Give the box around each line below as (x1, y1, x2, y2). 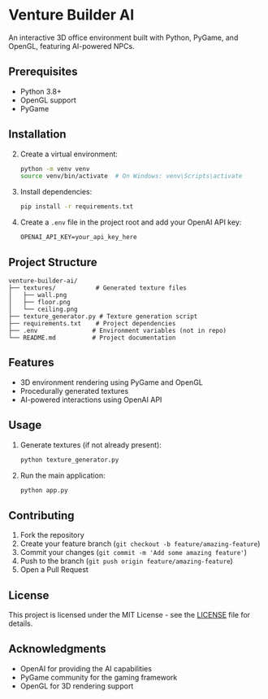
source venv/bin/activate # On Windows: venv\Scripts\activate (19, 173, 243, 181)
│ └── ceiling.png (8, 305, 79, 313)
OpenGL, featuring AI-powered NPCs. (8, 41, 136, 50)
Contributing (8, 509, 75, 522)
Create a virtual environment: (19, 149, 118, 159)
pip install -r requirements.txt (19, 203, 134, 211)
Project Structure (8, 255, 97, 269)
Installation (8, 128, 67, 142)
